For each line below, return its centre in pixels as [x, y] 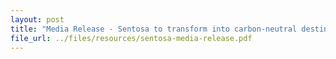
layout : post [37, 19]
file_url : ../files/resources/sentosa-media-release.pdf [131, 38]
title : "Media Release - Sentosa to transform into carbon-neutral [154, 29]
